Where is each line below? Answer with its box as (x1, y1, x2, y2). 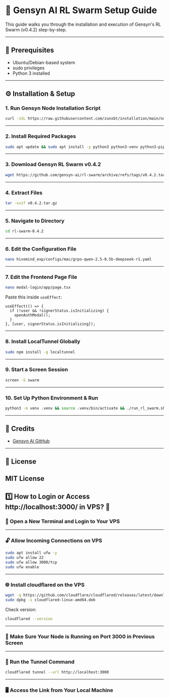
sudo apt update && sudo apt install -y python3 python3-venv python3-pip (5, 144, 165, 149)
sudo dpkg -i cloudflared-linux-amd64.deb (5, 597, 96, 603)
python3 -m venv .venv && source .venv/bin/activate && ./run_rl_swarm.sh (5, 406, 165, 411)
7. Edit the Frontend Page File (5, 274, 77, 281)
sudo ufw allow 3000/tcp (5, 560, 57, 565)
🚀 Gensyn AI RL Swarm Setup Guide (5, 5, 157, 16)
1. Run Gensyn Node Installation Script (5, 105, 101, 112)
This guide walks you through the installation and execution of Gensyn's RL (5, 21, 161, 27)
